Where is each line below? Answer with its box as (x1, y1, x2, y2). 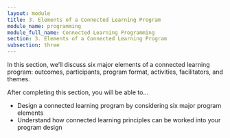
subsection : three (7, 42, 60, 49)
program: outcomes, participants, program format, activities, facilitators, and (7, 68, 223, 76)
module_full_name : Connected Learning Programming (7, 29, 155, 36)
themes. (7, 75, 30, 83)
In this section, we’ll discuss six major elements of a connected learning (7, 61, 211, 68)
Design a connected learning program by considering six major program (16, 102, 222, 109)
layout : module (7, 10, 51, 17)
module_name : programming (7, 23, 81, 29)
